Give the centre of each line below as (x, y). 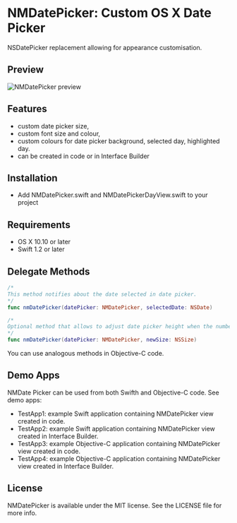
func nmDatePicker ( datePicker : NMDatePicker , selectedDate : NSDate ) (110, 307)
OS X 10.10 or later (44, 242)
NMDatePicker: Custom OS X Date (109, 13)
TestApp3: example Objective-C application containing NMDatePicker (119, 443)
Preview (26, 70)
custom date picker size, (53, 126)
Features (27, 109)
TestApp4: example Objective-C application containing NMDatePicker (119, 458)
